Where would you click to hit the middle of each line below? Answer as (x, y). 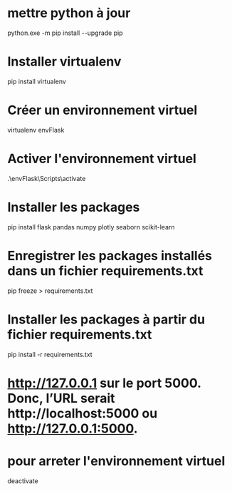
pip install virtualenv (37, 81)
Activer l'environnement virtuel (102, 159)
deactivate (23, 481)
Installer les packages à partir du (106, 319)
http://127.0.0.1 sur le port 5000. (104, 383)
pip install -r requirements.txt (50, 354)
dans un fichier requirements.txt (105, 270)
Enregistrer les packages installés (110, 255)
